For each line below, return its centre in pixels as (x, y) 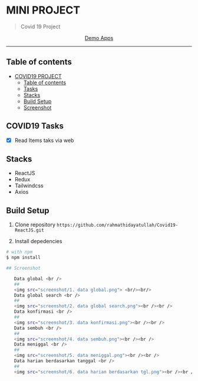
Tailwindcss (29, 185)
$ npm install (24, 258)
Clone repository (35, 225)
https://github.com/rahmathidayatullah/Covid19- (118, 225)
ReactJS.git (29, 230)
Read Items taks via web (44, 140)
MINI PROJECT (43, 10)
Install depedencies (38, 241)
